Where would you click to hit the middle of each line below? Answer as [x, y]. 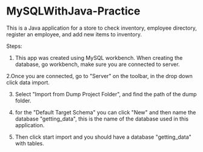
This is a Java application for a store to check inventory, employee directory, [101, 28]
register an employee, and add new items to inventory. [74, 34]
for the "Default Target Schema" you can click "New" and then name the [105, 112]
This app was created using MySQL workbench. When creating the [99, 58]
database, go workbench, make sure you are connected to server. [97, 64]
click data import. [28, 82]
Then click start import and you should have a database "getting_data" [103, 137]
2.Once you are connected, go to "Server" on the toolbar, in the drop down [99, 76]
